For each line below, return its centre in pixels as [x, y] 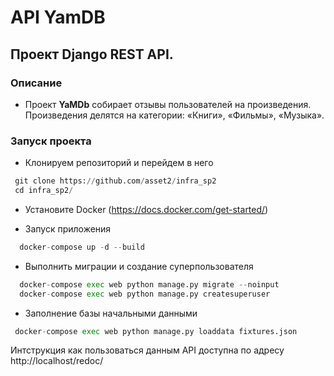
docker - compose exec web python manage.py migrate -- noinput [149, 284]
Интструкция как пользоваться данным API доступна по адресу [147, 350]
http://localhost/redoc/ [57, 361]
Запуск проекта [51, 141]
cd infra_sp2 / [44, 191]
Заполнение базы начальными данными [111, 313]
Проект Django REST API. [92, 54]
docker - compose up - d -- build [82, 247]
